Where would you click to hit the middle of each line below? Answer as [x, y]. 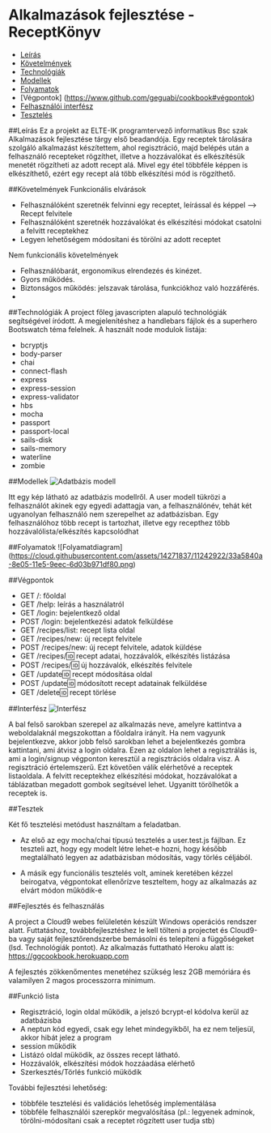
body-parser [41, 353]
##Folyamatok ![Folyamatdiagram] [66, 547]
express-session [48, 388]
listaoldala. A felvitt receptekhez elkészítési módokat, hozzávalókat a [123, 776]
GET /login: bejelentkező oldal [70, 612]
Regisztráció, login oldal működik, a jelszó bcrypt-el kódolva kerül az [134, 1012]
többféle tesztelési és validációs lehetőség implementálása [118, 1103]
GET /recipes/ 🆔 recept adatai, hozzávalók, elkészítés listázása [125, 656]
